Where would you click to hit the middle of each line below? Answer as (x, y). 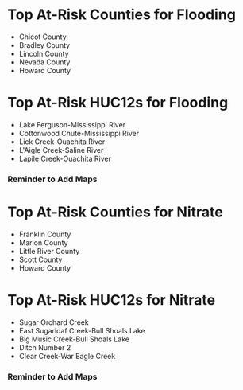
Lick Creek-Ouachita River (62, 142)
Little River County (49, 251)
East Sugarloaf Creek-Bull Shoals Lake (82, 330)
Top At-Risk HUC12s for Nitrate (112, 300)
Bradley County (44, 45)
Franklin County (45, 234)
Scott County (40, 259)
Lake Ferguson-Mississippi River (72, 124)
